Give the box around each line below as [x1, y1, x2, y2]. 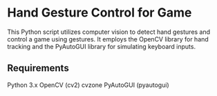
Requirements [7, 62, 69, 74]
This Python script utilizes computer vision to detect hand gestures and [7, 28, 211, 36]
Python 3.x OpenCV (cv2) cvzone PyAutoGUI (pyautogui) [7, 81, 169, 89]
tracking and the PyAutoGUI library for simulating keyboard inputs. [7, 42, 196, 50]
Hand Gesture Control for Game [7, 5, 192, 21]
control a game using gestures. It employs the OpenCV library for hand [7, 35, 209, 43]
